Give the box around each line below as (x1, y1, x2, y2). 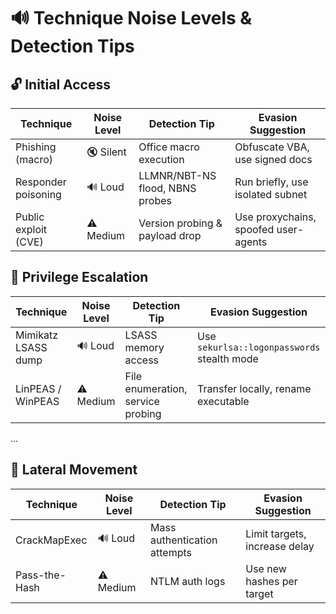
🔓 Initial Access (10, 76, 111, 93)
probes (138, 194, 172, 207)
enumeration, (124, 381, 188, 395)
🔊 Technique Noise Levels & (10, 7, 253, 30)
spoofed (234, 223, 275, 236)
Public (15, 210, 45, 224)
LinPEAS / (15, 381, 62, 395)
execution (138, 153, 185, 166)
